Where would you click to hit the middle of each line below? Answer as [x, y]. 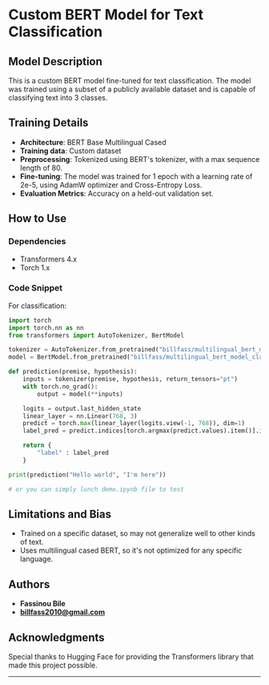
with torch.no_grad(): [60, 387]
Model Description [55, 61]
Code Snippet [35, 288]
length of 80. [41, 168]
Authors [29, 584]
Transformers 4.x [48, 259]
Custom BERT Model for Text [106, 15]
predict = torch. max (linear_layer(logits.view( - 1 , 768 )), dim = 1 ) [134, 424]
